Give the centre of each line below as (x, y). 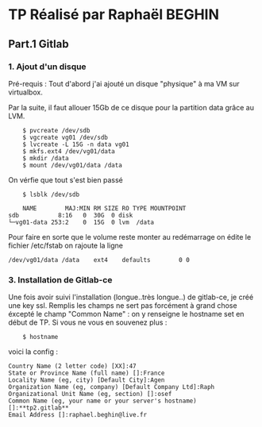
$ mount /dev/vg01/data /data (73, 165)
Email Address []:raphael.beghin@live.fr (78, 415)
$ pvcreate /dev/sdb (56, 130)
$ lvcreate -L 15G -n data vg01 (76, 144)
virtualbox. (26, 92)
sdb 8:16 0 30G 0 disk (71, 215)
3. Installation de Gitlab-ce (60, 279)
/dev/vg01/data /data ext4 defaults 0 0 (99, 260)
